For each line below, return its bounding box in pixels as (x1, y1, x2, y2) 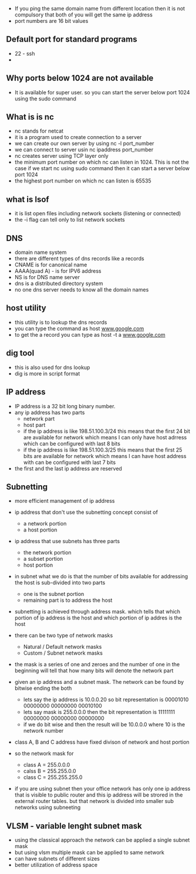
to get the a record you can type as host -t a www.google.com (14, 331, 165, 338)
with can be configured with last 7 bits (23, 459, 116, 466)
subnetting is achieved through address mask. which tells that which (14, 608, 181, 615)
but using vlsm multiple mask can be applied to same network (14, 849, 164, 856)
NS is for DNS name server (14, 274, 80, 281)
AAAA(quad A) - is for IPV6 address (14, 267, 102, 275)
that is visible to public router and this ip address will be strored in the (14, 791, 183, 798)
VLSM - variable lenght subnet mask (6, 821, 143, 831)
